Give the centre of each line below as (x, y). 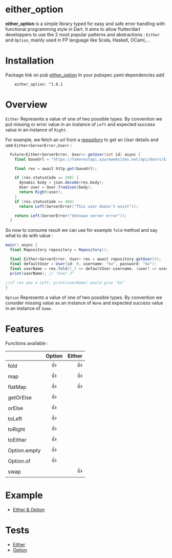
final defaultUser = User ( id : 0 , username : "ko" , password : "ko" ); (83, 264)
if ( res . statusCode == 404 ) (44, 202)
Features (25, 329)
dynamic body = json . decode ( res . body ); (61, 183)
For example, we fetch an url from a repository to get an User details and (82, 139)
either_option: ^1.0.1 (39, 84)
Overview (26, 105)
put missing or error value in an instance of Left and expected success (80, 124)
